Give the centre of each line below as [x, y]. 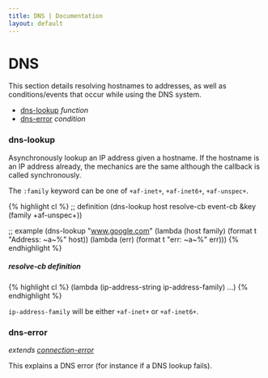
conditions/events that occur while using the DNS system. [105, 95]
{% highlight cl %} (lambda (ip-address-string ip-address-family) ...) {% [128, 287]
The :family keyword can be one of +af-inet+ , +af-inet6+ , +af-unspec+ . [128, 191]
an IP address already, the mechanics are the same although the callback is [134, 166]
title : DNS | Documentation [56, 16]
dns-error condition [53, 119]
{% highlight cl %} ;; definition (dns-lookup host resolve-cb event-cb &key [132, 206]
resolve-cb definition [45, 266]
